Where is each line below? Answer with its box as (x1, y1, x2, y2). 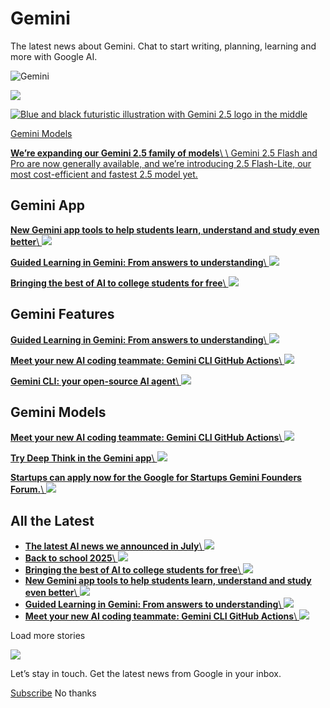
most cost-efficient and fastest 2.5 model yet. (10, 168, 198, 180)
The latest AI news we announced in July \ (24, 540, 203, 552)
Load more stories (10, 630, 86, 642)
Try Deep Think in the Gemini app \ (10, 452, 155, 464)
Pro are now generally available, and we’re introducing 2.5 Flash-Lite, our (10, 157, 312, 169)
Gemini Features (10, 306, 115, 323)
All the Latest (10, 512, 95, 529)
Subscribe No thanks (10, 687, 97, 699)
